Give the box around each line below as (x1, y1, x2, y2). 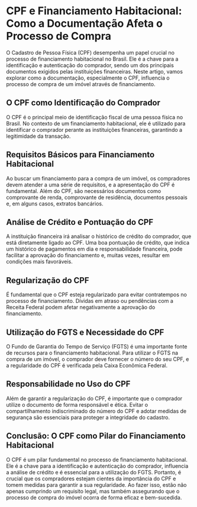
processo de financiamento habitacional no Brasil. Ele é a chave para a (6, 55, 179, 62)
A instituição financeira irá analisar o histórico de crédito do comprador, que (6, 233, 192, 240)
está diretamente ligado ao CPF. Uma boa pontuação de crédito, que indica (6, 239, 190, 246)
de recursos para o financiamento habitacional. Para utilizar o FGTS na (6, 349, 179, 356)
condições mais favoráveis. (6, 258, 73, 265)
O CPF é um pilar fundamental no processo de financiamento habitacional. (6, 456, 188, 463)
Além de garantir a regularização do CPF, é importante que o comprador (6, 395, 183, 402)
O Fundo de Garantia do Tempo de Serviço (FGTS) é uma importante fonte (6, 343, 188, 350)
